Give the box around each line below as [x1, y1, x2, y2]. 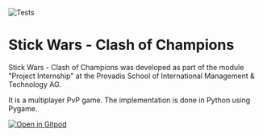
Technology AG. [8, 79, 62, 89]
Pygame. [8, 103, 38, 113]
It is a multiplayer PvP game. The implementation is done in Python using [8, 95, 251, 105]
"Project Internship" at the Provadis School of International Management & [8, 71, 256, 81]
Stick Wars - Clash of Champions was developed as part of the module [8, 62, 244, 72]
